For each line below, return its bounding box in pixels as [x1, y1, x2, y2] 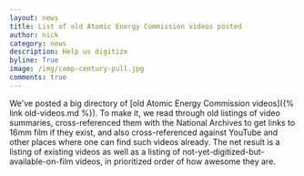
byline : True [9, 56, 59, 65]
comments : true [9, 73, 67, 82]
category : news [9, 38, 67, 48]
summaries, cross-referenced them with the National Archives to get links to [9, 117, 296, 128]
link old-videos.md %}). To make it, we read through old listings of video [9, 107, 280, 119]
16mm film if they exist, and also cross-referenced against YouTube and [9, 127, 279, 138]
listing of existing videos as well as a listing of [9, 146, 180, 157]
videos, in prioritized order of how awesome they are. [75, 156, 276, 167]
